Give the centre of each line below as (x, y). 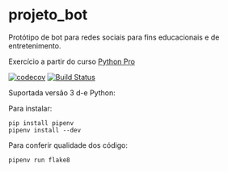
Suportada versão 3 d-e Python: (62, 92)
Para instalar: (30, 108)
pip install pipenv (41, 123)
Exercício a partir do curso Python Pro (72, 61)
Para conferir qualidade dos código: (68, 145)
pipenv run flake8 (39, 160)
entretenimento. (35, 45)
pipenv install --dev (45, 130)
